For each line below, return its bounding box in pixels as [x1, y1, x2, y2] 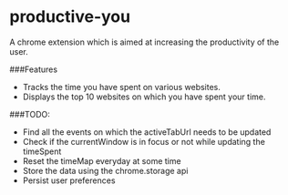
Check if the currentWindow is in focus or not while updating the [22, 136, 266, 147]
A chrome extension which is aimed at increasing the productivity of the [9, 36, 280, 47]
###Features [9, 64, 57, 75]
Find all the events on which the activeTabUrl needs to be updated [22, 126, 272, 138]
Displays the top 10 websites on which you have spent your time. [22, 91, 266, 102]
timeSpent [22, 146, 62, 157]
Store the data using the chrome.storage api [22, 165, 189, 176]
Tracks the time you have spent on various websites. [22, 81, 221, 92]
